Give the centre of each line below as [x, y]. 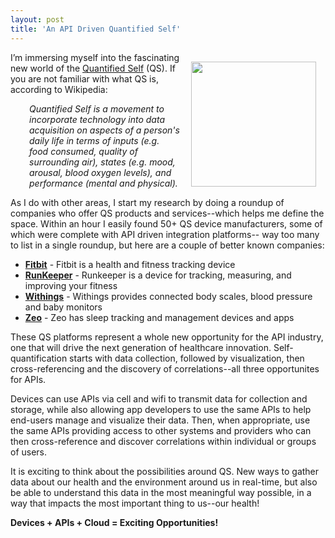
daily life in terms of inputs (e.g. [94, 140]
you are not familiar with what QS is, [84, 78]
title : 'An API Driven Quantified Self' [96, 29]
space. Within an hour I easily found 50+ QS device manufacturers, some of [166, 223]
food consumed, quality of [83, 151]
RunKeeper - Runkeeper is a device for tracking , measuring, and [158, 275]
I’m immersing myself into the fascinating [95, 57]
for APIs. [28, 379]
